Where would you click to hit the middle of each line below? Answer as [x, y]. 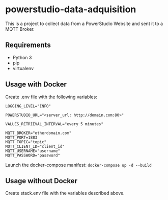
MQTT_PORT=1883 [21, 137]
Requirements [28, 45]
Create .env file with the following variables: [51, 97]
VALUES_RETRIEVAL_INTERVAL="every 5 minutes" [54, 124]
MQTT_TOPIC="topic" [26, 142]
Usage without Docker [41, 181]
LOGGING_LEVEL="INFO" [28, 106]
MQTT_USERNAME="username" [33, 151]
